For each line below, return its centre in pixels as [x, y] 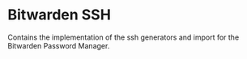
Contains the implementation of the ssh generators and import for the [123, 37]
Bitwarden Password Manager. [59, 45]
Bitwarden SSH [59, 15]
